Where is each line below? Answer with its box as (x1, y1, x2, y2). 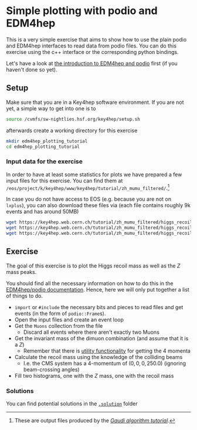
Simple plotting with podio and (6, 4, 158, 18)
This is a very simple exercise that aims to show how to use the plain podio (6, 36, 187, 43)
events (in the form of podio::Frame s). (14, 310, 106, 317)
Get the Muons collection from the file (14, 322, 103, 329)
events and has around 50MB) (6, 208, 79, 215)
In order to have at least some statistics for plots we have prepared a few (6, 171, 182, 178)
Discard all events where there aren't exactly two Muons (23, 329, 160, 336)
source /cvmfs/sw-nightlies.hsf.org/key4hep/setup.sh (6, 116, 141, 122)
